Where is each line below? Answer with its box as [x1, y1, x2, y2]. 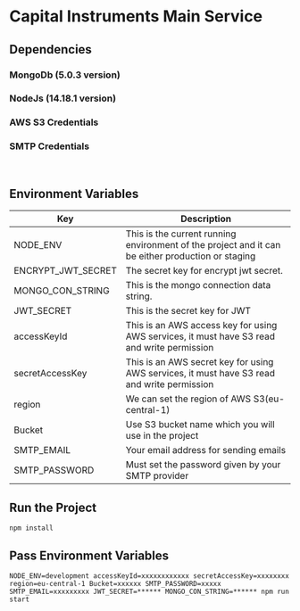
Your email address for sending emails [125, 444, 287, 457]
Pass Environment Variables [9, 548, 170, 563]
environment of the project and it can [125, 239, 281, 252]
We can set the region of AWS [125, 392, 252, 405]
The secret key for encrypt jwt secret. [125, 265, 284, 277]
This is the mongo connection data [125, 279, 271, 292]
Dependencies [9, 42, 92, 57]
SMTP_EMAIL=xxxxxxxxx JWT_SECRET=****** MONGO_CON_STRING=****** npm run [9, 587, 290, 597]
